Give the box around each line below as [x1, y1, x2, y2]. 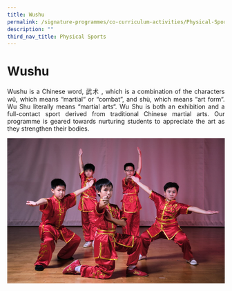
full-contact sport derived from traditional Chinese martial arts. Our [7, 110, 225, 118]
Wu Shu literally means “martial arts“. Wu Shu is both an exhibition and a [7, 102, 225, 111]
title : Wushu [7, 11, 45, 18]
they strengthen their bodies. [7, 124, 90, 133]
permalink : [7, 18, 39, 26]
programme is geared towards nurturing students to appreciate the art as [7, 118, 225, 126]
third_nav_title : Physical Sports [7, 33, 107, 40]
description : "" [7, 26, 54, 32]
